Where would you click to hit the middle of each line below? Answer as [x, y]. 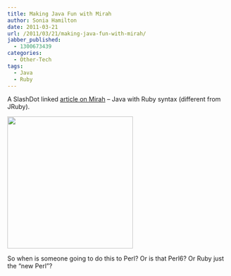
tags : [15, 66]
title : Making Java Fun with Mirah [60, 14]
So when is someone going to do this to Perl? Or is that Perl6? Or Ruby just [115, 258]
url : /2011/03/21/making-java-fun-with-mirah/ [77, 33]
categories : [25, 54]
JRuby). [19, 107]
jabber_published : [34, 40]
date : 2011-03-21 [33, 27]
